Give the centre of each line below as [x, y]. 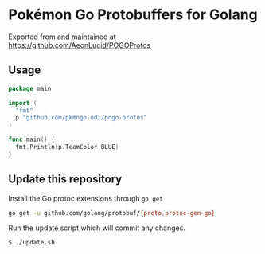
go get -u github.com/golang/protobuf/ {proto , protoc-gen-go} [112, 213]
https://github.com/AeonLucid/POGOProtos [80, 45]
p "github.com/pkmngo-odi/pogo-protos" [82, 118]
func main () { [32, 140]
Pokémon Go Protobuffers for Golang [133, 15]
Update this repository [65, 180]
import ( [23, 103]
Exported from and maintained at [62, 37]
